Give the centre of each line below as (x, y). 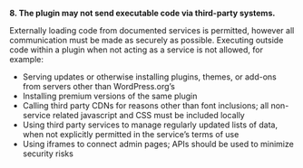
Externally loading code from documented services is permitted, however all (152, 30)
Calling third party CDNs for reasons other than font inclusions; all (146, 106)
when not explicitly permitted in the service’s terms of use (131, 134)
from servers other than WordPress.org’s (98, 86)
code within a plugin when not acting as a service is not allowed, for (136, 50)
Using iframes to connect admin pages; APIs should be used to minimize (158, 144)
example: (26, 59)
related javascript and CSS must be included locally (149, 115)
